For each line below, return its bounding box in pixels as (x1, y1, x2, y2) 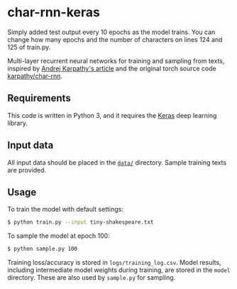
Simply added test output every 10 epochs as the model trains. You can (7, 28, 216, 36)
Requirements (7, 92, 71, 104)
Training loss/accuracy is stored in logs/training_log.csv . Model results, (7, 258, 221, 267)
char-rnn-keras (7, 4, 101, 21)
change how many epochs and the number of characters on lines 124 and (7, 35, 223, 43)
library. (7, 119, 28, 127)
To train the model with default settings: (7, 205, 124, 214)
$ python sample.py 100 (7, 246, 78, 253)
